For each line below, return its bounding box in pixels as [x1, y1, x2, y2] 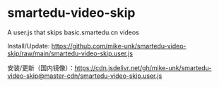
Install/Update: [7, 41, 50, 50]
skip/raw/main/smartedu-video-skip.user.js [7, 49, 133, 58]
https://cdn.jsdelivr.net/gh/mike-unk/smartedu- [74, 63, 212, 72]
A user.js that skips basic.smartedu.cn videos [7, 28, 140, 36]
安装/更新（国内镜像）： [7, 63, 76, 72]
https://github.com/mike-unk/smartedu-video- [51, 41, 187, 50]
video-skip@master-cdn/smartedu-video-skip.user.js [7, 72, 162, 80]
